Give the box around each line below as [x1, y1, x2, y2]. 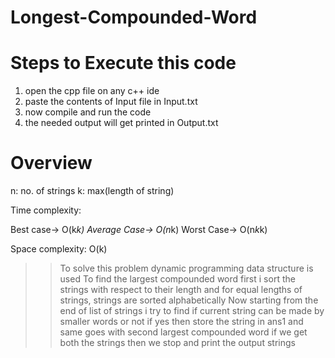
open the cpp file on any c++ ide [24, 85, 160, 97]
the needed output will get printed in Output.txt [24, 117, 219, 129]
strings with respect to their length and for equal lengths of [59, 284, 303, 296]
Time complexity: [10, 204, 82, 216]
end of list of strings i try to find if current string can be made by [59, 305, 325, 317]
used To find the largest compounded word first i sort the [59, 273, 296, 285]
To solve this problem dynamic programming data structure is [59, 262, 314, 275]
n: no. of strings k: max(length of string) [10, 185, 175, 197]
